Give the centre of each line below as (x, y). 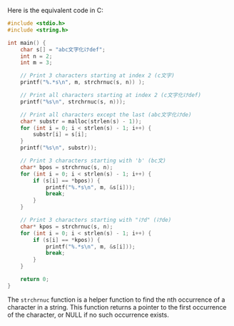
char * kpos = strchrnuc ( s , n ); (67, 226)
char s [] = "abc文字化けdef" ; (63, 49)
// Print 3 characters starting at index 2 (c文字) (97, 76)
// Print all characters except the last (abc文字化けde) (106, 114)
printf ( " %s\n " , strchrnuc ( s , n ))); (73, 102)
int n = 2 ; (36, 56)
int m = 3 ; (36, 63)
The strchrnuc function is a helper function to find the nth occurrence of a (116, 300)
